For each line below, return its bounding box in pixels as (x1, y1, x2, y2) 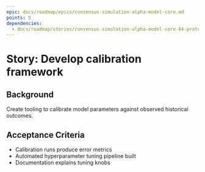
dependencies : (6, 20, 43, 26)
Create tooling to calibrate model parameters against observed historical (6, 106, 189, 113)
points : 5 (6, 15, 32, 21)
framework (6, 65, 63, 79)
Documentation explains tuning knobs (15, 159, 111, 167)
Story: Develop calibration (6, 52, 142, 66)
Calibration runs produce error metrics (15, 146, 112, 153)
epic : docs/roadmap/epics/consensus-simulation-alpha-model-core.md (6, 9, 184, 15)
